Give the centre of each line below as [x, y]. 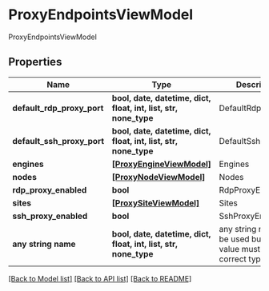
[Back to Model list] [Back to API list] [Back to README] [100, 278]
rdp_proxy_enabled [50, 189]
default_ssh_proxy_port [58, 141]
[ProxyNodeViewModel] [159, 177]
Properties [35, 62]
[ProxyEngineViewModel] [162, 164]
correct [233, 259]
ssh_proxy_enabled [50, 216]
